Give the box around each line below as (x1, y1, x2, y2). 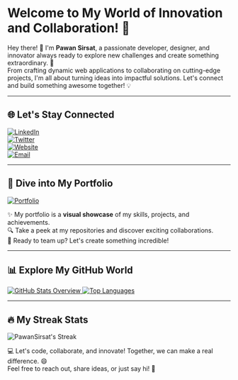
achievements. (7, 218, 50, 226)
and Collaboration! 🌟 (7, 20, 130, 36)
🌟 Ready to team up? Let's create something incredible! (7, 236, 169, 245)
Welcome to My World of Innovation (7, 5, 223, 21)
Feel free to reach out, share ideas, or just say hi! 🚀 (7, 364, 156, 373)
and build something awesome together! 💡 (7, 81, 132, 89)
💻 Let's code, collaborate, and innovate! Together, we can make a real (7, 347, 214, 355)
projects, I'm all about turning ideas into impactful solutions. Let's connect (7, 73, 223, 82)
